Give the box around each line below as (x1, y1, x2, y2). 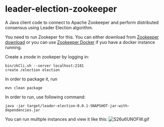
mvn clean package (5, 85, 42, 91)
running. (5, 44, 22, 50)
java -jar (5, 103, 25, 108)
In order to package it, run (5, 76, 58, 82)
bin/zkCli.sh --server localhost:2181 (5, 63, 84, 68)
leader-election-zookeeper (5, 3, 117, 15)
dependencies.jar (5, 108, 41, 112)
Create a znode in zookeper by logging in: (5, 54, 89, 59)
